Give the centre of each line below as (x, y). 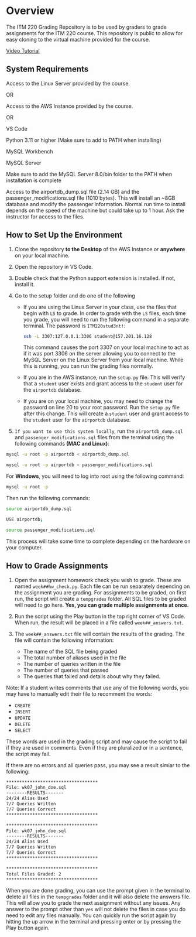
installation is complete (34, 180)
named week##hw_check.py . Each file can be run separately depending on (102, 586)
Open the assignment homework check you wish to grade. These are (98, 580)
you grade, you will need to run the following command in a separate (106, 319)
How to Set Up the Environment (64, 235)
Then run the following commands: (48, 498)
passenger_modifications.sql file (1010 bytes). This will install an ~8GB (91, 198)
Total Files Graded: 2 (34, 874)
